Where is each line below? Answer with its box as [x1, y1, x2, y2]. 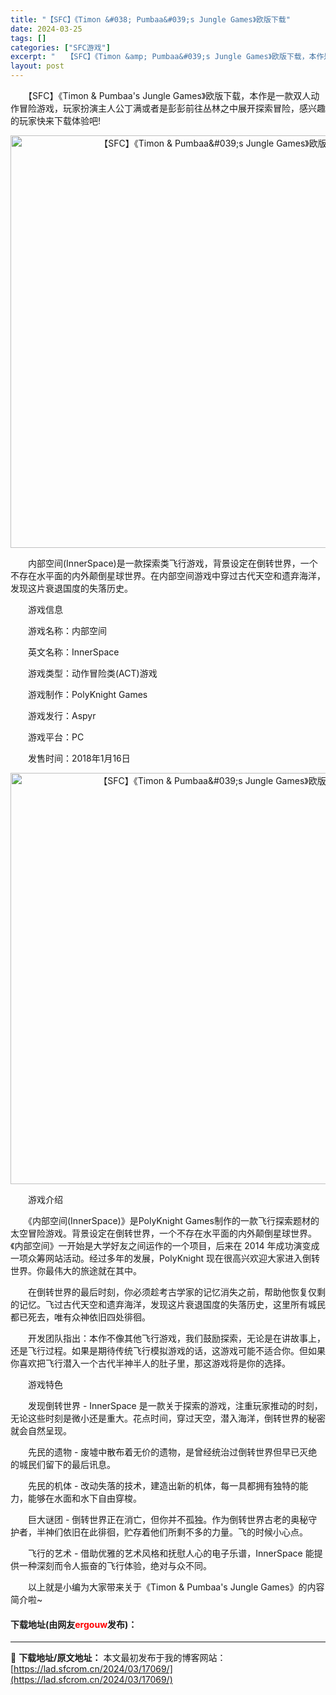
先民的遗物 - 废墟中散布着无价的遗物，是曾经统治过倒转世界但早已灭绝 [27, 1446, 318, 1458]
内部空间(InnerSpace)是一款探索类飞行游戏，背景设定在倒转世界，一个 [27, 557, 318, 569]
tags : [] [10, 33, 47, 43]
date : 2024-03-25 [10, 24, 83, 34]
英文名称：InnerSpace [27, 646, 120, 658]
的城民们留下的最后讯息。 [10, 1459, 116, 1470]
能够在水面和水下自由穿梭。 [27, 1492, 142, 1504]
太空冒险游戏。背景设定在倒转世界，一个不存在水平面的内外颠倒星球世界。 [10, 1227, 317, 1239]
